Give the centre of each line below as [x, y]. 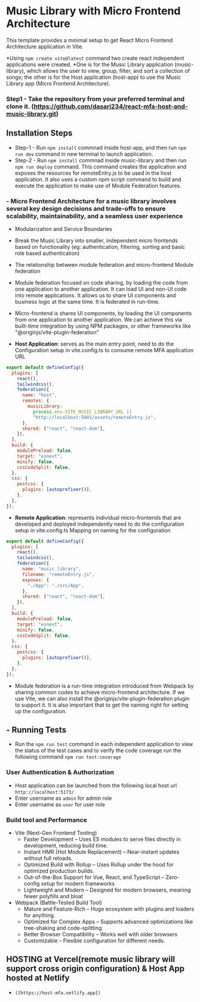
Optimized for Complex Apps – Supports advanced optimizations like [108, 921]
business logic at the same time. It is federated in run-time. [87, 301]
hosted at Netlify [38, 978]
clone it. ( [20, 106]
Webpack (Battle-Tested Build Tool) [59, 903]
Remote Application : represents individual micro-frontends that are [98, 517]
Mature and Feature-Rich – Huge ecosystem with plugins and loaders [109, 909]
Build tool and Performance [47, 820]
